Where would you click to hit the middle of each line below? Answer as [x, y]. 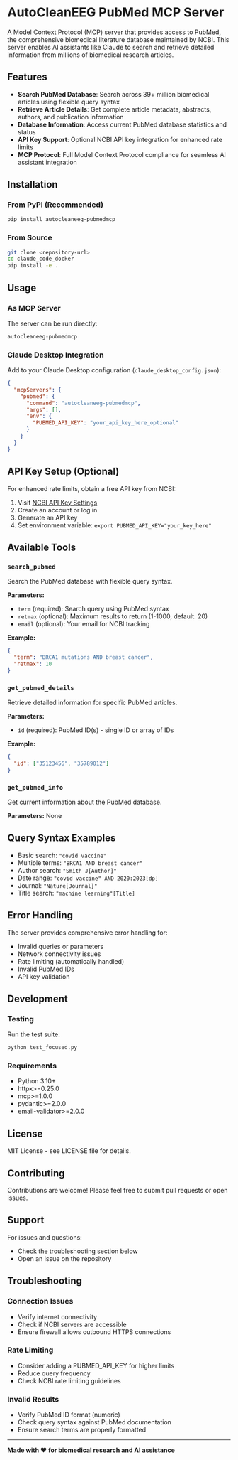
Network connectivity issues [59, 954]
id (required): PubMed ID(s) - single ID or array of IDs [96, 730]
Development [38, 998]
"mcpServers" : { [38, 390]
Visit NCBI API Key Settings [57, 503]
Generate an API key [47, 517]
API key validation [44, 976]
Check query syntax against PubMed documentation [95, 1422]
